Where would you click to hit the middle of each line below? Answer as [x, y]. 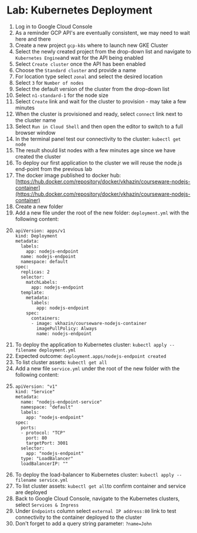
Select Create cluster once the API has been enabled [80, 64]
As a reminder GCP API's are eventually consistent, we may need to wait [102, 32]
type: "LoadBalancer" [47, 458]
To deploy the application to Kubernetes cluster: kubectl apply [91, 344]
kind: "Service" [35, 391]
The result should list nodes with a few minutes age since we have [95, 150]
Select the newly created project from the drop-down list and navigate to [103, 51]
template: [33, 292]
